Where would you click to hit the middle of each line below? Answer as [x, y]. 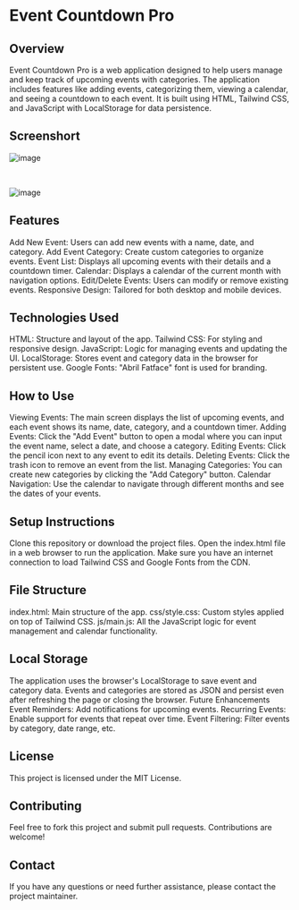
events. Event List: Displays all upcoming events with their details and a [140, 261]
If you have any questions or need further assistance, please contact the [143, 887]
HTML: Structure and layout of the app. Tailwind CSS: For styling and [136, 339]
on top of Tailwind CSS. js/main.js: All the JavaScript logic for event [133, 621]
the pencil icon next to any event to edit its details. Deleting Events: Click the [149, 455]
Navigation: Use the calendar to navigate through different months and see [147, 484]
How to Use [42, 396]
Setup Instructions [62, 521]
